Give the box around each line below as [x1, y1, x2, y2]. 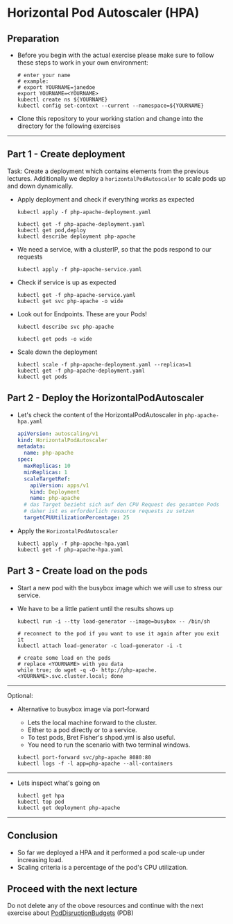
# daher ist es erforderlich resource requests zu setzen [24, 508, 195, 515]
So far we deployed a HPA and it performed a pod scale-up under [17, 848, 205, 857]
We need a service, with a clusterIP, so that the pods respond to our [17, 245, 212, 253]
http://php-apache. [101, 666, 157, 674]
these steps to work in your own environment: [17, 58, 149, 67]
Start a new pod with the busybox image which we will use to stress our [17, 583, 223, 592]
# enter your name [17, 72, 71, 79]
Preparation [7, 33, 60, 44]
